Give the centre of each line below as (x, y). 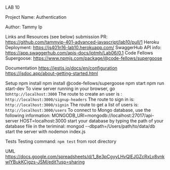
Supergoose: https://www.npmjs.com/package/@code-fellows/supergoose (84, 58)
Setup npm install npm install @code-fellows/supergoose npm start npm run (85, 83)
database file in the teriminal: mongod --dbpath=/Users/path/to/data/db (80, 126)
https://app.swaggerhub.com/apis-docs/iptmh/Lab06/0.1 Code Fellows (79, 53)
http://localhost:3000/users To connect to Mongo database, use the (78, 110)
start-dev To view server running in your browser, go (60, 89)
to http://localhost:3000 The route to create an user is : (64, 94)
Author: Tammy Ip (24, 27)
